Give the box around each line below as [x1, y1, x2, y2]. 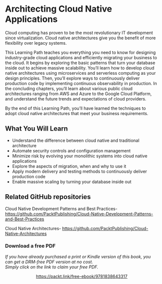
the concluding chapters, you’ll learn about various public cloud [5, 85, 133, 91]
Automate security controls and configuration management [12, 148, 131, 153]
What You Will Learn [5, 125, 68, 133]
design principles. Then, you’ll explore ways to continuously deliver [5, 75, 140, 81]
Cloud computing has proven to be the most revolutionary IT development [5, 30, 153, 35]
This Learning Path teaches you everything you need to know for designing [5, 50, 156, 55]
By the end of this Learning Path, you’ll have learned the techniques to [5, 105, 146, 111]
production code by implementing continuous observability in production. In [5, 80, 157, 86]
